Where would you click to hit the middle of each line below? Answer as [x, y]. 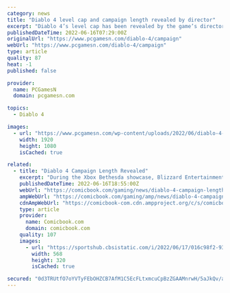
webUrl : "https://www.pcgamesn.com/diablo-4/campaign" [87, 45]
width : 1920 [36, 140]
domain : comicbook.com [57, 229]
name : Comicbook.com [54, 222]
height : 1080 [38, 146]
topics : [18, 108]
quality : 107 [38, 235]
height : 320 [49, 260]
